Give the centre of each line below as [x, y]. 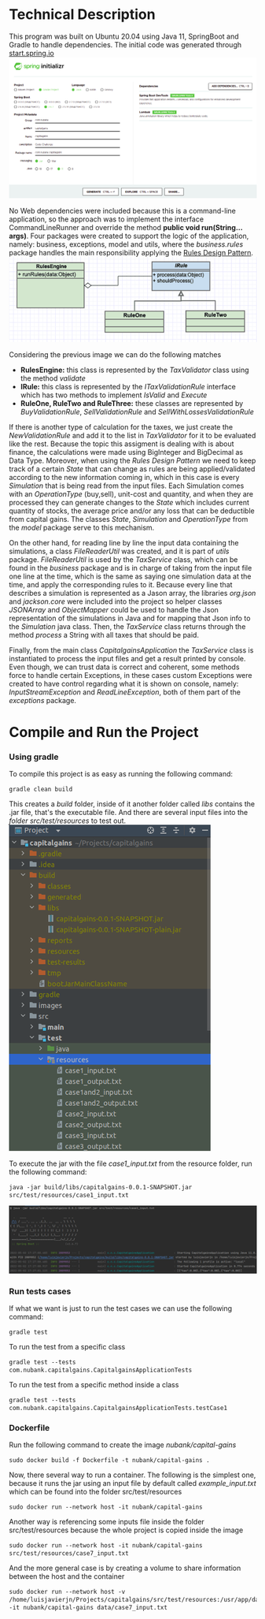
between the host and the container [67, 1576]
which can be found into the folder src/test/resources [96, 1492]
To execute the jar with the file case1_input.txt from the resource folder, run [131, 1163]
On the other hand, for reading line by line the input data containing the [124, 542]
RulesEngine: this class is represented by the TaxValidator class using [135, 370]
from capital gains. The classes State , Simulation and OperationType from [129, 519]
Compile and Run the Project [104, 732]
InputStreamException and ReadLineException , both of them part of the [125, 692]
